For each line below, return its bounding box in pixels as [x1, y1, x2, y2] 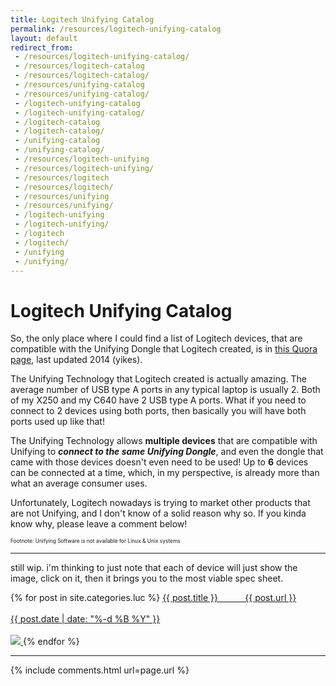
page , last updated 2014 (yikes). [10, 354, 143, 366]
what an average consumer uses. [10, 477, 148, 490]
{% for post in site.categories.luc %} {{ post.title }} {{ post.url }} [10, 592, 297, 604]
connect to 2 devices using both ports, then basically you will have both [10, 405, 307, 417]
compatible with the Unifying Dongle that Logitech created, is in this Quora [10, 343, 318, 355]
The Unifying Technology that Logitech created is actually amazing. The [10, 373, 307, 385]
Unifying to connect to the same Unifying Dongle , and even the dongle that [10, 446, 324, 458]
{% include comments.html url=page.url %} [10, 664, 190, 676]
